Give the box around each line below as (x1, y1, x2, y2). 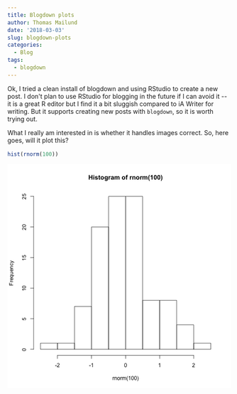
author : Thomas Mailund (7, 18, 78, 26)
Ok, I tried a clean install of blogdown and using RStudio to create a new (7, 84, 219, 92)
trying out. (7, 115, 38, 123)
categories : (7, 41, 43, 49)
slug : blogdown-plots (7, 34, 72, 41)
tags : (7, 57, 23, 64)
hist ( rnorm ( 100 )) (7, 150, 59, 158)
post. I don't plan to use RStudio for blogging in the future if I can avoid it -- (7, 92, 228, 100)
